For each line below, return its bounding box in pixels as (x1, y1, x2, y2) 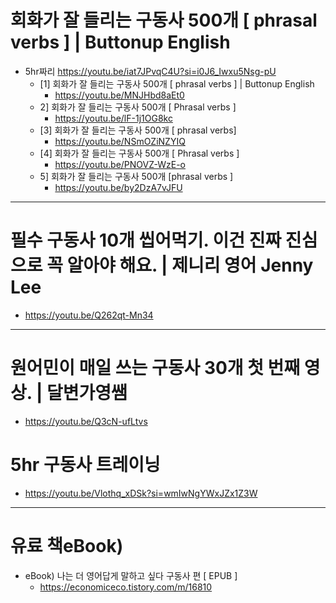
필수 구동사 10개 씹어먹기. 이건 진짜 (10, 229, 282, 252)
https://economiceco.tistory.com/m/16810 (39, 581, 213, 593)
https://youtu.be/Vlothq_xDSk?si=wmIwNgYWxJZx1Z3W (24, 487, 258, 499)
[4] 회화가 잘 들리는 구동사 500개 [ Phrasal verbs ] (39, 147, 240, 159)
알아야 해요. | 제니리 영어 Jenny (66, 254, 314, 277)
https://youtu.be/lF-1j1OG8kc (54, 112, 173, 124)
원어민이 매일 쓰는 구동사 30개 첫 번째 (10, 357, 301, 380)
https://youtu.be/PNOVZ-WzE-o (54, 158, 186, 170)
